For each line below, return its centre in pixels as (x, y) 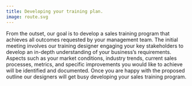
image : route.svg (27, 17)
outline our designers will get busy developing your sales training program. (96, 77)
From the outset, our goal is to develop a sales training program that (88, 33)
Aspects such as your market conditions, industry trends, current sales (92, 58)
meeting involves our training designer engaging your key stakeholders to (95, 46)
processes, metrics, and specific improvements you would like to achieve (95, 64)
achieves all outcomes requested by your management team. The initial (92, 40)
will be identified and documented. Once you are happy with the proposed (96, 70)
